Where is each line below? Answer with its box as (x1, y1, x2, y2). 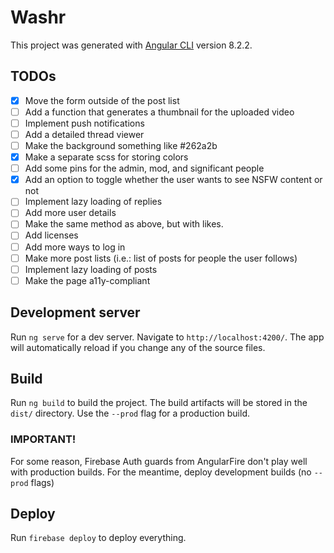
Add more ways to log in (24, 241, 126, 253)
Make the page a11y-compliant (24, 274, 151, 286)
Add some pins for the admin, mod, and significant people (24, 162, 265, 175)
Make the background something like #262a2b (24, 140, 218, 151)
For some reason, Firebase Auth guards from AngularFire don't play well (10, 455, 308, 467)
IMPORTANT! (10, 432, 77, 446)
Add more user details (24, 207, 117, 219)
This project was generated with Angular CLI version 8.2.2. (10, 39, 253, 51)
